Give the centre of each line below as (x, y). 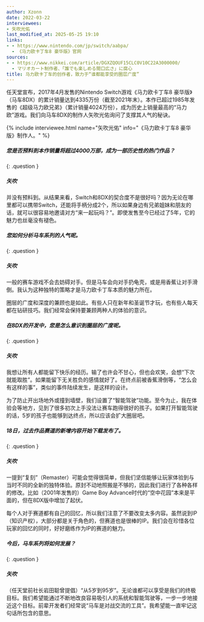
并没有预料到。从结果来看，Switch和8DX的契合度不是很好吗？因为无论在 (97, 198)
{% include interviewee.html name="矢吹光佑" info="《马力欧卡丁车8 (93, 128)
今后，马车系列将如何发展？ (41, 543)
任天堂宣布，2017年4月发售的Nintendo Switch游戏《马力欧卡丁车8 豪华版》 (99, 92)
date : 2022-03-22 (28, 18)
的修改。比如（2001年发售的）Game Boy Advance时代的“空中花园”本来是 (98, 492)
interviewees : (24, 23)
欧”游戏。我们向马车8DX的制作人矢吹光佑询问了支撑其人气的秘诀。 (90, 115)
